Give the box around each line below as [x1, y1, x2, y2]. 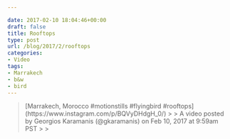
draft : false [7, 23, 46, 30]
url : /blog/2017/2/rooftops [7, 43, 91, 50]
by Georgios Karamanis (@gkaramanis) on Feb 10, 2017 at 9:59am [24, 117, 219, 126]
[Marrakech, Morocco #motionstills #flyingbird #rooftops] [24, 102, 194, 111]
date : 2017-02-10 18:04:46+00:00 [7, 16, 107, 23]
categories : [7, 50, 43, 57]
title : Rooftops [7, 30, 56, 37]
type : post [7, 36, 40, 43]
